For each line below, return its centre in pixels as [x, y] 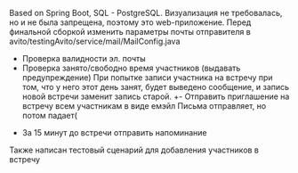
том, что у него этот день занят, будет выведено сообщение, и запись [156, 87]
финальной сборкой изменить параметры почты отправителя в [130, 32]
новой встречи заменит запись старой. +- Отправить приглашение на [156, 96]
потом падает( [50, 115]
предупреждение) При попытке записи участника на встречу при [147, 78]
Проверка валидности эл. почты [84, 58]
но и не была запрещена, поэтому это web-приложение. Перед [130, 22]
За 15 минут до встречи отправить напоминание [114, 132]
